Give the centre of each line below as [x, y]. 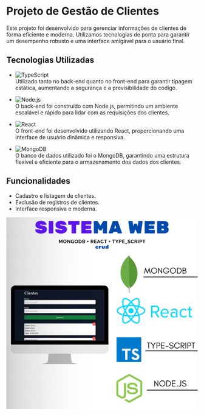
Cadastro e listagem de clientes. [55, 195]
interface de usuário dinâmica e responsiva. [70, 137]
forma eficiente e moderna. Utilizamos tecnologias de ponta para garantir [98, 34]
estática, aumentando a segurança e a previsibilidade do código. [96, 88]
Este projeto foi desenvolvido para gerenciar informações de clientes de [97, 28]
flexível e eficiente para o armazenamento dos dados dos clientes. [98, 162]
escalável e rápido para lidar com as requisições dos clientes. [92, 112]
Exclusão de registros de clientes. [57, 202]
